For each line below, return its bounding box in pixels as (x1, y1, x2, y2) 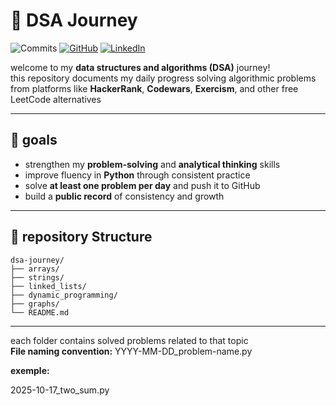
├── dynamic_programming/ (10, 290, 118, 300)
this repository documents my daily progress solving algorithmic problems (10, 72, 317, 84)
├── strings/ (10, 272, 65, 283)
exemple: (10, 364, 50, 376)
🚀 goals (10, 132, 58, 149)
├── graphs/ (10, 299, 60, 309)
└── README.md (10, 307, 70, 318)
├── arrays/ (10, 264, 60, 274)
